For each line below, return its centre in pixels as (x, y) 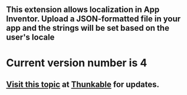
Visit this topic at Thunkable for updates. (83, 84)
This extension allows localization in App (83, 10)
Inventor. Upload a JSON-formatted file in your (93, 19)
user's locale (30, 37)
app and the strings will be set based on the (88, 28)
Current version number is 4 (77, 63)
